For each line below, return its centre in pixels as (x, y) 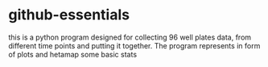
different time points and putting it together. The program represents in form (134, 45)
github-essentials (69, 15)
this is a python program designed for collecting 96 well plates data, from (130, 37)
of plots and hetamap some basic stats (73, 54)
